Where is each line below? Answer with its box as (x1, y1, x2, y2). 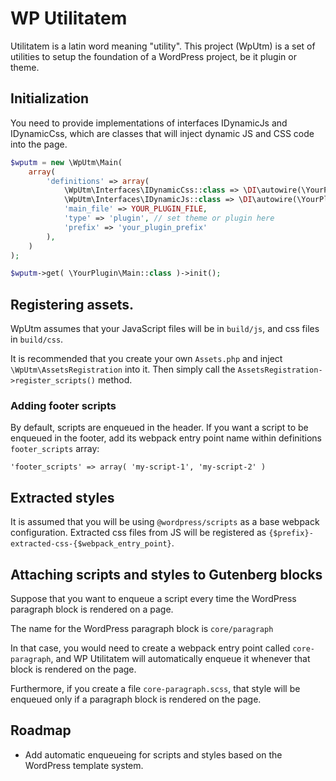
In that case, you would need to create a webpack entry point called (10, 642, 291, 654)
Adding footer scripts (10, 398, 117, 412)
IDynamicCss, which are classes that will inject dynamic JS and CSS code (10, 127, 315, 139)
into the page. (10, 138, 68, 150)
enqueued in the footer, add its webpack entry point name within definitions (10, 432, 322, 444)
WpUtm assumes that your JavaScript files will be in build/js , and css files (10, 323, 320, 335)
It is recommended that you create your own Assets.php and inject (10, 353, 283, 365)
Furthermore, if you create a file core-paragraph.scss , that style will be (10, 682, 301, 694)
